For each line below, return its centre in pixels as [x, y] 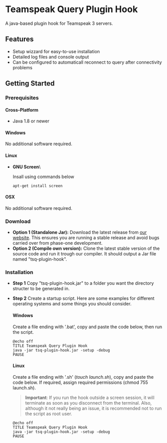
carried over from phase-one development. [58, 243]
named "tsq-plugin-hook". [40, 259]
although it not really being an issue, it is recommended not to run [94, 408]
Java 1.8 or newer [31, 121]
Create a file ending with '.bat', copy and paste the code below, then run [87, 327]
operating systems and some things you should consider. [72, 304]
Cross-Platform [22, 110]
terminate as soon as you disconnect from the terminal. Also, [88, 403]
